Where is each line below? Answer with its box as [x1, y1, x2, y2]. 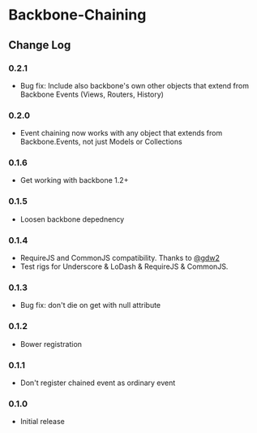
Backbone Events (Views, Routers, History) [19, 89, 165, 99]
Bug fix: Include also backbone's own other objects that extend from [19, 80, 250, 90]
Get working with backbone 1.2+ [19, 175, 129, 185]
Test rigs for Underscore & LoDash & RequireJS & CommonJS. [19, 262, 229, 271]
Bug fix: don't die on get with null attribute [19, 301, 161, 310]
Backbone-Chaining [8, 6, 147, 24]
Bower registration [19, 339, 83, 349]
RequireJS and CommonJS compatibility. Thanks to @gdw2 [19, 253, 221, 263]
